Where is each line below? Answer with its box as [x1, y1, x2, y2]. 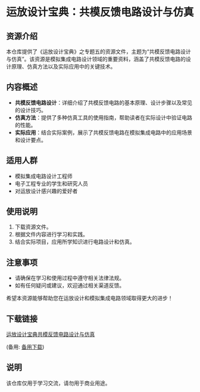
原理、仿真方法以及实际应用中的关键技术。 [11, 63, 116, 70]
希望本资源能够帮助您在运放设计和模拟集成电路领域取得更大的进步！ [6, 295, 173, 302]
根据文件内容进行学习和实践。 [14, 231, 88, 238]
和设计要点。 [14, 136, 46, 143]
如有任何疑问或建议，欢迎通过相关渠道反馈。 [14, 282, 125, 289]
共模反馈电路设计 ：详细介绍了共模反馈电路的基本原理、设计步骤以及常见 [14, 99, 192, 106]
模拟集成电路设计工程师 [14, 172, 73, 180]
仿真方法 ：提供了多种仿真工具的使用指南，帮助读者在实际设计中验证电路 [14, 114, 192, 121]
